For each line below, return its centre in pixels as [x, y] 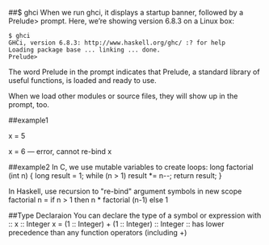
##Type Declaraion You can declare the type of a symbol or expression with [135, 215]
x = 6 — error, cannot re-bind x [60, 152]
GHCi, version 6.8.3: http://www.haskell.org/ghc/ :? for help [117, 43]
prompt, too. [29, 104]
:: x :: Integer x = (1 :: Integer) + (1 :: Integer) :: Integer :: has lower [116, 224]
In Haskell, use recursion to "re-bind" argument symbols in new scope [125, 191]
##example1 [28, 120]
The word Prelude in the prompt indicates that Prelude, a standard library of [134, 72]
